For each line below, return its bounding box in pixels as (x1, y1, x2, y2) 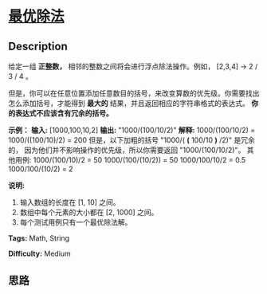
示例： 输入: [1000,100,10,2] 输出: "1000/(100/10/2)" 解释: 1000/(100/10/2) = (8, 125, 256, 135)
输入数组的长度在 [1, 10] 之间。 (19, 198, 121, 207)
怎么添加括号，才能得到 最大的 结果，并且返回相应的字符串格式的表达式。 (8, 99, 249, 108)
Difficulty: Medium (8, 249, 72, 258)
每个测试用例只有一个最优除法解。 (19, 218, 132, 227)
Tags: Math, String (8, 233, 70, 243)
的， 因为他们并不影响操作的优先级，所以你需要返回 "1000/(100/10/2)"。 (8, 145, 245, 155)
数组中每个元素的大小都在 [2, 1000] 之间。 (19, 208, 159, 217)
